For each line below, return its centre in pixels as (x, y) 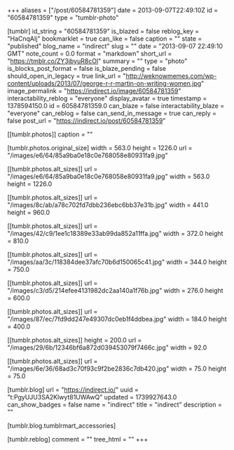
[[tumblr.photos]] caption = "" (50, 134)
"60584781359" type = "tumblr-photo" (63, 18)
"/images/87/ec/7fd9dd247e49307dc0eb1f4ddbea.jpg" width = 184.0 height (117, 319)
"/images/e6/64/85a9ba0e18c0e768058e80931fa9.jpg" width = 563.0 (109, 176)
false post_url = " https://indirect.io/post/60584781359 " (87, 121)
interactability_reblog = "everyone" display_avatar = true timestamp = (107, 98)
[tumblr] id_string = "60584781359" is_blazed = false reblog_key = (103, 31)
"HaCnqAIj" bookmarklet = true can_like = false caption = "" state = (105, 39)
